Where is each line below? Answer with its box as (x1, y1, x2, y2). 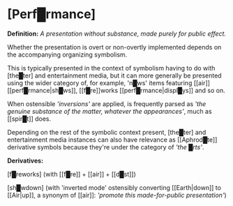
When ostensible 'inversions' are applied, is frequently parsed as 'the (7, 99, 206, 108)
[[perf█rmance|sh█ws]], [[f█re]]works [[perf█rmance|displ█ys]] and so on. (7, 86, 225, 94)
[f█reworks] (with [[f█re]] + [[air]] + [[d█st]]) (7, 170, 136, 178)
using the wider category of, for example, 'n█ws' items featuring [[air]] (7, 78, 211, 87)
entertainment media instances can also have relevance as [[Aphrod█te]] (7, 135, 218, 144)
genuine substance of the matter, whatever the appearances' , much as (7, 107, 212, 115)
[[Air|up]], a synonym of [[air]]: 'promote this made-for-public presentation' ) (7, 191, 227, 199)
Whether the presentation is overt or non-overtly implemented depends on (7, 43, 222, 51)
